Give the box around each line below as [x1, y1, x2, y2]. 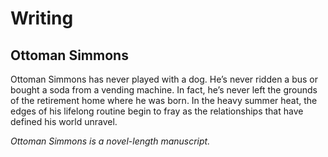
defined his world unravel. [10, 116, 118, 127]
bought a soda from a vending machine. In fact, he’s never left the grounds [10, 84, 318, 96]
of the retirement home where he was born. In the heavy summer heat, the [10, 95, 318, 106]
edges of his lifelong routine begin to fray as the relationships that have [10, 105, 304, 117]
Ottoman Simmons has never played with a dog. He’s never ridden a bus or [10, 73, 319, 85]
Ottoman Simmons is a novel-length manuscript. [10, 135, 211, 147]
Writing [10, 7, 74, 30]
